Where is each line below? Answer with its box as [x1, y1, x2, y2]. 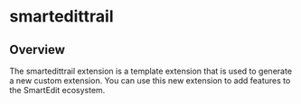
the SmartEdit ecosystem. [9, 85, 106, 95]
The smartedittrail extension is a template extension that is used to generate [9, 65, 292, 76]
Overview [9, 42, 66, 57]
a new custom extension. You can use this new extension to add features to [9, 75, 291, 86]
